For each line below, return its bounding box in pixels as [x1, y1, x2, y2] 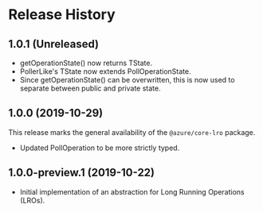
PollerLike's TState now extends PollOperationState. [19, 67, 191, 76]
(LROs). [19, 195, 45, 205]
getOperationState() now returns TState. [19, 58, 153, 67]
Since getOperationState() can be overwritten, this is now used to [19, 75, 235, 84]
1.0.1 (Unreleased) [8, 37, 100, 51]
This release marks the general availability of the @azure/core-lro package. [8, 127, 256, 137]
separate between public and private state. [19, 83, 161, 93]
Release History [8, 6, 116, 24]
